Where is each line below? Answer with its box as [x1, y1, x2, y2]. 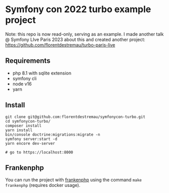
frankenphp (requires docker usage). [5, 182, 81, 188]
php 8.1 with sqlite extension [12, 70, 72, 76]
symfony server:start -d [5, 136, 58, 141]
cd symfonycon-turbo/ [5, 119, 51, 124]
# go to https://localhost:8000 [5, 149, 73, 155]
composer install [5, 123, 42, 128]
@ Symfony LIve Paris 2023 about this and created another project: [5, 36, 145, 43]
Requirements [5, 57, 50, 65]
